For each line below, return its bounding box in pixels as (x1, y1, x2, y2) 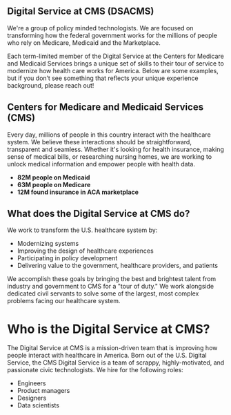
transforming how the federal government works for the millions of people (7, 31, 217, 39)
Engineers (17, 379, 46, 387)
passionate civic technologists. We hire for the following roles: (7, 366, 184, 374)
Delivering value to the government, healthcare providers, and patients (17, 262, 219, 270)
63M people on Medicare (17, 180, 91, 189)
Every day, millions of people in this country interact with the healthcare (7, 131, 212, 139)
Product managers (17, 387, 70, 395)
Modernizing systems (17, 240, 79, 248)
